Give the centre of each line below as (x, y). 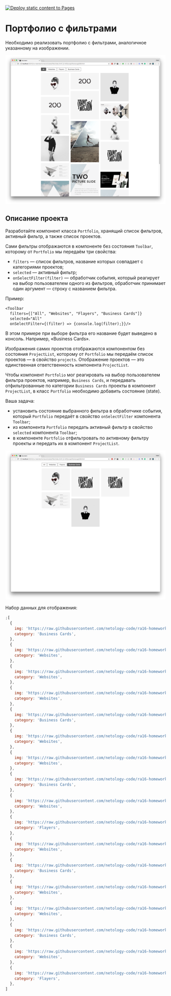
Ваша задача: (20, 401)
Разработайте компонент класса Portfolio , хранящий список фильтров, (84, 231)
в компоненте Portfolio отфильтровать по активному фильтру (81, 438)
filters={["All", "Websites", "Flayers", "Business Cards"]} (76, 313)
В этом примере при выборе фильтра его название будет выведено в (81, 333)
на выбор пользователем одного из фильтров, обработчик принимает (89, 283)
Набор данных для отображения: (41, 608)
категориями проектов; (38, 267)
